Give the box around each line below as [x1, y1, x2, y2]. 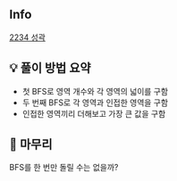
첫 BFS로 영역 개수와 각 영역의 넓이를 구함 [21, 86, 168, 96]
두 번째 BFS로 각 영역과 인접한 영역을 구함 [21, 97, 168, 108]
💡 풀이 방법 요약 [9, 61, 91, 76]
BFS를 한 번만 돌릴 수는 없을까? [9, 162, 119, 173]
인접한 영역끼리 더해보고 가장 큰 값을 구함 [21, 108, 166, 119]
